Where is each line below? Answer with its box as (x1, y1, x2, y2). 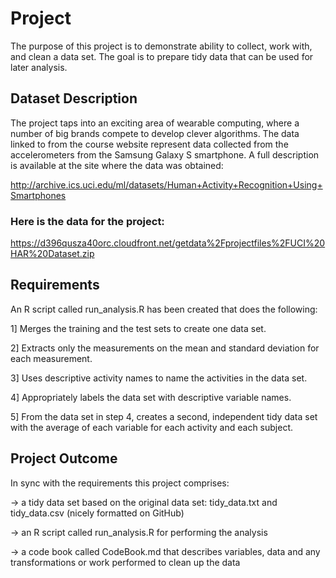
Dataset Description (10, 90, 138, 107)
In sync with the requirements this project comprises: (10, 477, 230, 489)
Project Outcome (10, 450, 118, 467)
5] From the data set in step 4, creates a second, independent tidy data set (10, 410, 318, 422)
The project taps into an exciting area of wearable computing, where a (10, 117, 300, 129)
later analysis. (10, 61, 68, 73)
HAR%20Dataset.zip (10, 248, 95, 260)
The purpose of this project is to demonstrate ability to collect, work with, (10, 40, 313, 52)
